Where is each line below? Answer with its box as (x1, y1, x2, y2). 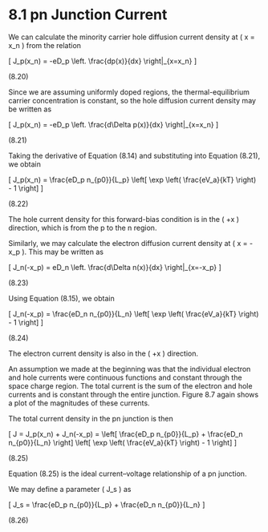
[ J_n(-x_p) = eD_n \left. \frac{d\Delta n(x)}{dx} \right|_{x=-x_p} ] (8, 262, 222, 272)
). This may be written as (22, 247, 104, 256)
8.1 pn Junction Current (8, 6, 168, 24)
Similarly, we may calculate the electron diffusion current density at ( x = (8, 238, 248, 248)
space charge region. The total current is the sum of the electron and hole (8, 381, 253, 390)
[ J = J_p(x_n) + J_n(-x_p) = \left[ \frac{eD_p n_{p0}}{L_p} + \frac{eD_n (8, 429, 243, 438)
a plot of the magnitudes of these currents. (8, 398, 150, 408)
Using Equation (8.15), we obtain (8, 293, 115, 303)
